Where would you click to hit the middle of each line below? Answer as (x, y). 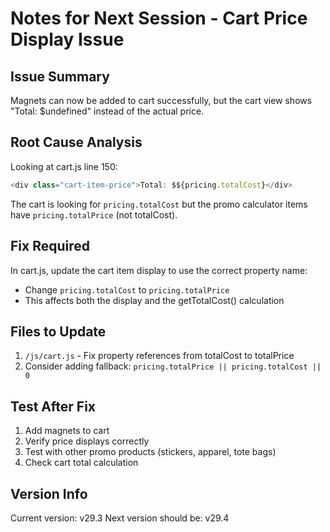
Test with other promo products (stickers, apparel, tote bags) (150, 452)
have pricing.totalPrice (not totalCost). (94, 214)
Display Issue (67, 39)
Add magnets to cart (67, 431)
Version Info (49, 493)
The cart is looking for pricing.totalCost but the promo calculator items (159, 204)
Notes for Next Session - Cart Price (159, 18)
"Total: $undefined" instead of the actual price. (107, 111)
